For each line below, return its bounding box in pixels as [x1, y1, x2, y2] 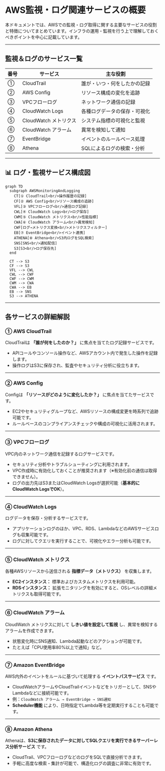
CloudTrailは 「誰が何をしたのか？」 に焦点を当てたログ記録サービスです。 [5, 340, 157, 346]
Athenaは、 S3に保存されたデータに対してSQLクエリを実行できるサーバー [5, 737, 154, 743]
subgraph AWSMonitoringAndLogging [9, 188, 80, 193]
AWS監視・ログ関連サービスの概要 [5, 4, 146, 16]
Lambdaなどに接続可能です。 [12, 690, 72, 696]
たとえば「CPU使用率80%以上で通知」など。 [12, 644, 104, 650]
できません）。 [12, 473, 41, 479]
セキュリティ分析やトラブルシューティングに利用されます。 [12, 461, 132, 467]
